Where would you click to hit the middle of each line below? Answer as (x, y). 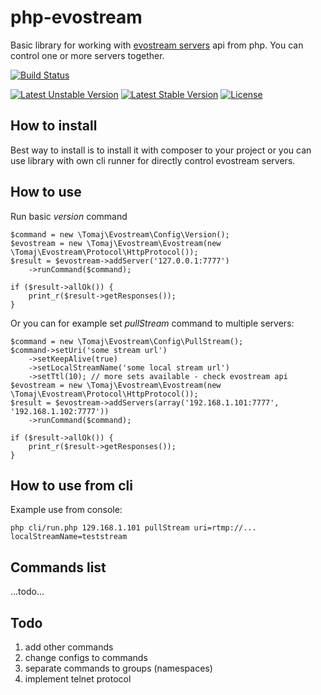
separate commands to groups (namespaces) (118, 668)
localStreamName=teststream (69, 537)
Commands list (58, 567)
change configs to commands (86, 657)
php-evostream (76, 17)
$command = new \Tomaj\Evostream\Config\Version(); (120, 234)
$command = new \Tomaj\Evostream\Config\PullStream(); (127, 341)
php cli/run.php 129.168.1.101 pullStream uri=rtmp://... (133, 528)
